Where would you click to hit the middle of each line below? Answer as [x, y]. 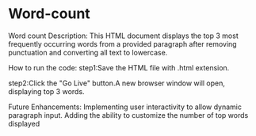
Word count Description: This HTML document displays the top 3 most [124, 36]
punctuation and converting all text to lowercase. [88, 52]
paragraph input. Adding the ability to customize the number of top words [128, 115]
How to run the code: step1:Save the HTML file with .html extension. [119, 67]
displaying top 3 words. [46, 91]
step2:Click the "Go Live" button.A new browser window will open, [117, 83]
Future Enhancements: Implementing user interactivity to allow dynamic [125, 107]
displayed [24, 123]
